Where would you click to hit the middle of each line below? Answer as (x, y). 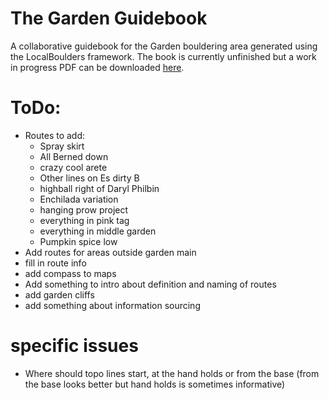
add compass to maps (70, 273)
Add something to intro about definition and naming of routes (150, 284)
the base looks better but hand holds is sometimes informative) (155, 384)
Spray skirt (62, 146)
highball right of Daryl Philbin (99, 188)
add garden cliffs (59, 294)
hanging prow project (84, 209)
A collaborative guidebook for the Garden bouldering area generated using (164, 46)
